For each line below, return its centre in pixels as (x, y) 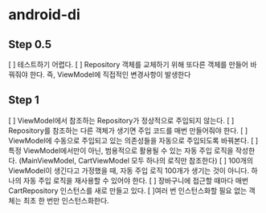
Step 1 (24, 100)
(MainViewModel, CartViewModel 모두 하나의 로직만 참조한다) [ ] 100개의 (136, 160)
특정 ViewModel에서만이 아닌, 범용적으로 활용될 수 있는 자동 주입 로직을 (121, 151)
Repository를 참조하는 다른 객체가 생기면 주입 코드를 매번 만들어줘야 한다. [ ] (128, 131)
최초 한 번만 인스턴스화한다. (66, 200)
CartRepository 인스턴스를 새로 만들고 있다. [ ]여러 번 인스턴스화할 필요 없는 (128, 191)
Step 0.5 (30, 44)
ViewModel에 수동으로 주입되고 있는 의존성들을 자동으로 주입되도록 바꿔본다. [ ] (133, 140)
